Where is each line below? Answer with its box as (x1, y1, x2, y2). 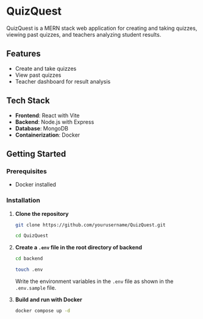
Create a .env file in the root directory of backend (15, 244, 142, 251)
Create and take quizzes (15, 65, 77, 72)
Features (6, 49, 41, 59)
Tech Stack (6, 96, 50, 106)
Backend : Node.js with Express (15, 118, 94, 126)
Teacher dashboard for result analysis (15, 77, 111, 85)
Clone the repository (15, 210, 69, 217)
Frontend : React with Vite (15, 112, 80, 119)
